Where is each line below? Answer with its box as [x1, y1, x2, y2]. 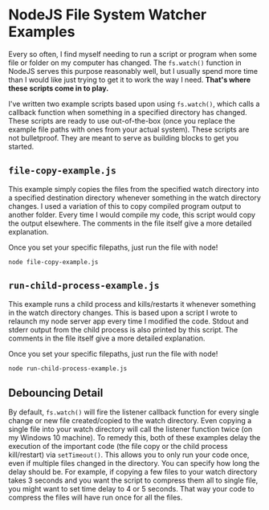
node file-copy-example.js [8, 258, 99, 266]
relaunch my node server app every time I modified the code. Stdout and [8, 316, 249, 326]
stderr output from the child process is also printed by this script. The [8, 324, 238, 334]
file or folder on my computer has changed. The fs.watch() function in [8, 58, 243, 67]
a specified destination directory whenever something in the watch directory [8, 193, 261, 202]
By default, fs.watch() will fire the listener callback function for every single [8, 407, 259, 417]
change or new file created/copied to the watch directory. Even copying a [8, 416, 252, 426]
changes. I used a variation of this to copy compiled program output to [8, 201, 242, 210]
